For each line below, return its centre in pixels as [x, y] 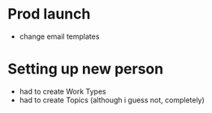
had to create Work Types [63, 91]
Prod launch [49, 14]
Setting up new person [86, 69]
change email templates [59, 36]
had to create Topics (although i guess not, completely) [112, 100]
